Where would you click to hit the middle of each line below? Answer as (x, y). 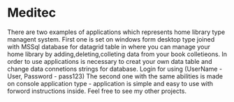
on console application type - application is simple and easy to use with (110, 83)
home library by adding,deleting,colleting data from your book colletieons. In (117, 54)
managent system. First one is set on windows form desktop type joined (111, 39)
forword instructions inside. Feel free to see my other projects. (97, 91)
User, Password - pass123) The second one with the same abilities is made (115, 76)
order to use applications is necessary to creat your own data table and (110, 61)
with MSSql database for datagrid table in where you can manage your (109, 46)
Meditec (32, 13)
